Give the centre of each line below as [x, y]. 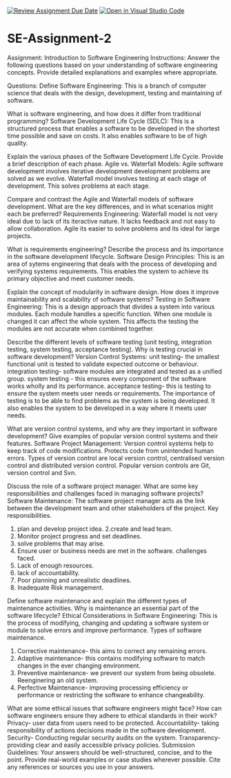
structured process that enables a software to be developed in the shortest [113, 128]
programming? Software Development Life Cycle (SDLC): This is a [101, 121]
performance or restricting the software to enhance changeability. [111, 694]
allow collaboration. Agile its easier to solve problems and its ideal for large [113, 228]
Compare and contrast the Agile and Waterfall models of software [101, 199]
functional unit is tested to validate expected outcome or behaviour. [103, 364]
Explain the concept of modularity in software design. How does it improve [113, 292]
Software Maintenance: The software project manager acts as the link [106, 500]
